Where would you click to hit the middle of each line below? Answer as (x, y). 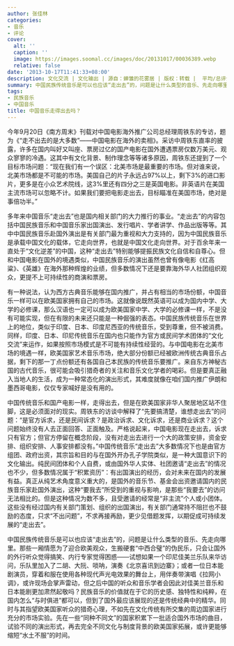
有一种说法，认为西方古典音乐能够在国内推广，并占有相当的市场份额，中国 (114, 292)
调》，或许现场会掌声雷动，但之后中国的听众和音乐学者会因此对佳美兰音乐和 (116, 583)
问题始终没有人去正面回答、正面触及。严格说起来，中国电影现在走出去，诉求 (117, 429)
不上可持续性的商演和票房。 (71, 277)
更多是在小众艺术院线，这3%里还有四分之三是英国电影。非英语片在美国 (122, 184)
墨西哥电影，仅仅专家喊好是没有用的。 (62, 387)
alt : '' (25, 46)
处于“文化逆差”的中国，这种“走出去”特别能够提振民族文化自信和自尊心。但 (119, 251)
